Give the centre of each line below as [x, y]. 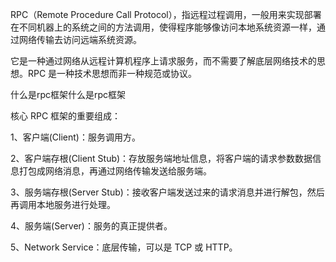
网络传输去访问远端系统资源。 [80, 39]
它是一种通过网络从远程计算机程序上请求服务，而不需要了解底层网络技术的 [163, 61]
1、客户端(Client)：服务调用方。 [75, 137]
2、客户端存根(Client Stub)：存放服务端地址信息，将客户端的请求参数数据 [161, 158]
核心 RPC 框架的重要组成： [66, 116]
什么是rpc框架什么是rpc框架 [68, 94]
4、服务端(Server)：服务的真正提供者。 [91, 226]
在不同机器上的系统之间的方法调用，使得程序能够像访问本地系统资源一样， [163, 27]
